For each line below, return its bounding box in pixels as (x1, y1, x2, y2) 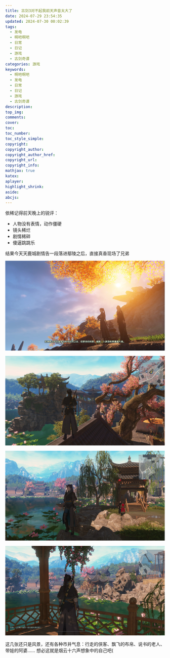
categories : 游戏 (5, 61, 40, 67)
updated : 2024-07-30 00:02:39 (5, 19, 69, 24)
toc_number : (5, 131, 30, 136)
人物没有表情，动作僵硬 (12, 221, 62, 227)
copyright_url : (5, 157, 37, 163)
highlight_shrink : (5, 184, 44, 189)
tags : (5, 24, 17, 29)
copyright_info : (5, 163, 39, 168)
